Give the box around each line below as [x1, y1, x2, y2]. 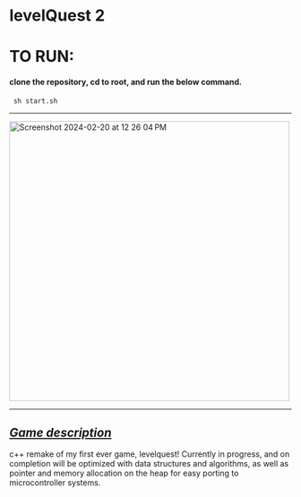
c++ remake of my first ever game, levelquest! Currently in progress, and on [9, 449, 290, 459]
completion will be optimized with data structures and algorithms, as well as [9, 458, 289, 469]
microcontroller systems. [9, 477, 101, 488]
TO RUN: [9, 47, 74, 67]
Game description [9, 424, 112, 440]
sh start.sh [13, 96, 58, 106]
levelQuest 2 [9, 5, 106, 26]
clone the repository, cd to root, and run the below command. [9, 76, 242, 87]
